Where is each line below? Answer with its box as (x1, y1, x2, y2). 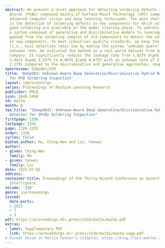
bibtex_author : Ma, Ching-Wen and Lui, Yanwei (5, 139, 102, 145)
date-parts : (9, 199, 34, 204)
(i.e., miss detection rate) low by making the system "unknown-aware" (9, 44, 160, 49)
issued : (5, 194, 21, 199)
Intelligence (9, 181, 36, 186)
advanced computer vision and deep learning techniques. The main (9, 16, 148, 21)
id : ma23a (5, 99, 26, 104)
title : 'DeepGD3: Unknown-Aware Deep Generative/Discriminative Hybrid (5, 71, 155, 76)
